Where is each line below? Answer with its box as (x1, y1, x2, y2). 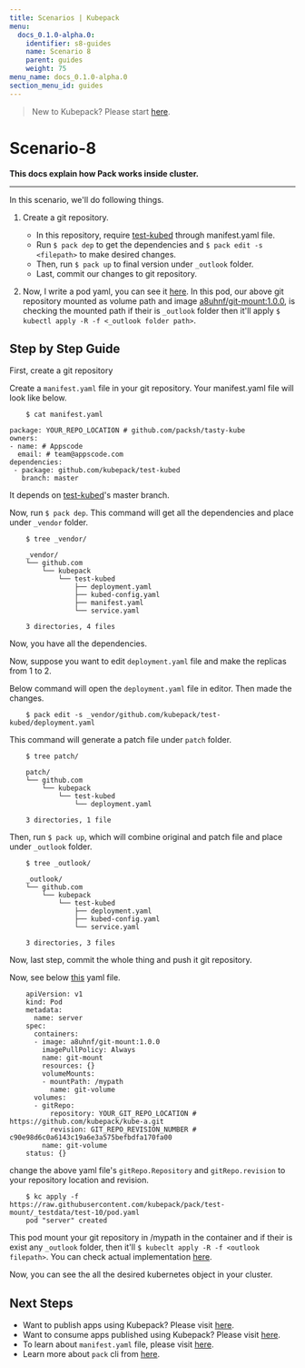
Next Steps (9, 1295, 74, 1311)
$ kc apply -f (25, 1192, 79, 1201)
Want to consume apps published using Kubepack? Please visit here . (22, 1330, 281, 1341)
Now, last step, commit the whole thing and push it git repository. (9, 955, 252, 966)
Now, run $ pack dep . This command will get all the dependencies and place (9, 507, 294, 519)
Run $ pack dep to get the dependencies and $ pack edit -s (35, 238, 263, 250)
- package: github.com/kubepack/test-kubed (13, 466, 181, 475)
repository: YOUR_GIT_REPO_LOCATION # (49, 1110, 197, 1119)
